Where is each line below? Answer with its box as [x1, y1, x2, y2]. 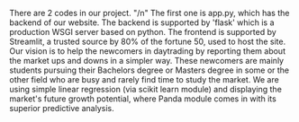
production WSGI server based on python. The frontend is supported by [9, 27, 276, 37]
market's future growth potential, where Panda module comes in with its [9, 93, 276, 104]
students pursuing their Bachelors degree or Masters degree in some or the [9, 65, 290, 75]
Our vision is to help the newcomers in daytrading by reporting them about [9, 46, 286, 57]
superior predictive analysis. [9, 103, 114, 113]
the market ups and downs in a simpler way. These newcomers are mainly [9, 56, 285, 65]
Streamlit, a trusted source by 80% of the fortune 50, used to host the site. [9, 36, 286, 47]
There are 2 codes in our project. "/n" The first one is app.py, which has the [9, 8, 290, 18]
